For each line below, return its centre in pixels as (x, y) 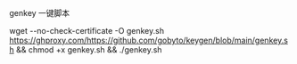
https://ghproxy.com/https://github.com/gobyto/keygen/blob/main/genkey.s (148, 40)
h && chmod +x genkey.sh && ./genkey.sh (86, 50)
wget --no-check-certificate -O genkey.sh (87, 31)
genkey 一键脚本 (40, 13)
